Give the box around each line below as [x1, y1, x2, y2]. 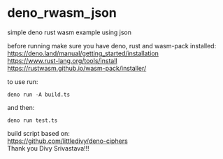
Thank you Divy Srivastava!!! [7, 144, 89, 152]
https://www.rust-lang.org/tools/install [7, 56, 117, 64]
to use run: [7, 77, 38, 85]
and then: [7, 103, 35, 111]
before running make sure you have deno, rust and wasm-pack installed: [7, 41, 217, 50]
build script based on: [7, 129, 70, 137]
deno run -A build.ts [7, 91, 71, 98]
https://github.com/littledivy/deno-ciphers [7, 137, 128, 145]
